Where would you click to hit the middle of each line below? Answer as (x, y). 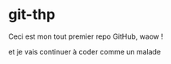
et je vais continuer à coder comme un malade (85, 51)
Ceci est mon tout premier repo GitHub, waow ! (86, 36)
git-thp (32, 15)
